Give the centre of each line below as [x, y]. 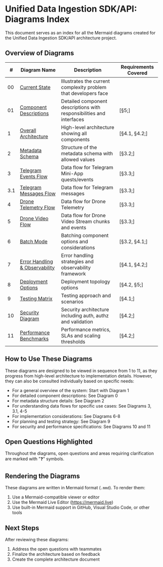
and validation [77, 322]
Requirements [137, 67]
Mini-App [72, 173]
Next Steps [22, 528]
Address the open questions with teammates [57, 549]
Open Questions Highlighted [49, 441]
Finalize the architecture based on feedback [56, 554]
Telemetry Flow [38, 207]
